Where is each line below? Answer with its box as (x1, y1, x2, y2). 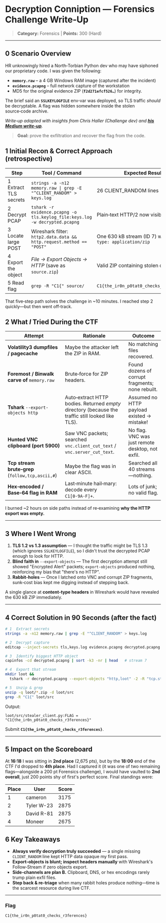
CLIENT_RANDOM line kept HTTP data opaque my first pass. (12, 854, 128, 860)
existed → (128, 413, 152, 420)
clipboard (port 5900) (7, 442, 60, 449)
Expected (124, 169, 147, 176)
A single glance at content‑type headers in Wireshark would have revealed (5, 589, 159, 595)
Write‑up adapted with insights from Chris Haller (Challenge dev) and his (5, 117, 155, 123)
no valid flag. (128, 489, 159, 496)
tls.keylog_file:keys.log (31, 214, 92, 220)
